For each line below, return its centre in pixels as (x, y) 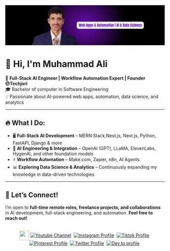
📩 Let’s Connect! (32, 195)
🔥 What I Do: (25, 123)
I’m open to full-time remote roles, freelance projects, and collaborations (83, 207)
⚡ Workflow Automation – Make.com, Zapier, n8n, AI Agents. (76, 159)
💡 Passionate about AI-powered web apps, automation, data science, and (82, 97)
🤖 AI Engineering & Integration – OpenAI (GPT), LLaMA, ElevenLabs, (84, 148)
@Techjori (16, 83)
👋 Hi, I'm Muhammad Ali (56, 64)
